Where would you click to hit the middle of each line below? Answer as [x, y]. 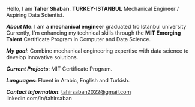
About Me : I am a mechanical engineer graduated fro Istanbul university [96, 27]
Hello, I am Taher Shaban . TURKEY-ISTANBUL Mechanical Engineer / [93, 9]
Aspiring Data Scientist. [35, 15]
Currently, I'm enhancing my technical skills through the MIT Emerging [94, 33]
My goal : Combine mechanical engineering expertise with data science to [97, 51]
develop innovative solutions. [42, 57]
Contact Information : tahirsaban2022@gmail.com [69, 92]
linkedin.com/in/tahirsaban [39, 98]
